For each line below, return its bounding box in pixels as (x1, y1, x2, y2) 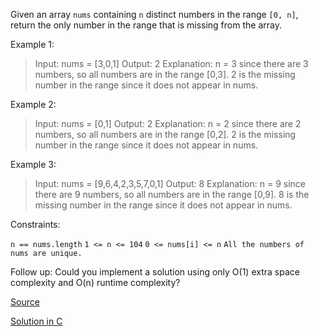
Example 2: (10, 99, 57, 110)
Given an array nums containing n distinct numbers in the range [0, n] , (10, 9, 299, 20)
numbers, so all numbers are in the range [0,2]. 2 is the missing (34, 129, 297, 140)
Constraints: (10, 219, 61, 230)
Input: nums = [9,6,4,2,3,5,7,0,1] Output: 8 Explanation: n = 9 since (34, 178, 306, 189)
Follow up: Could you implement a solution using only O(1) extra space (10, 266, 300, 278)
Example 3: (10, 159, 57, 170)
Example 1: (10, 39, 55, 50)
